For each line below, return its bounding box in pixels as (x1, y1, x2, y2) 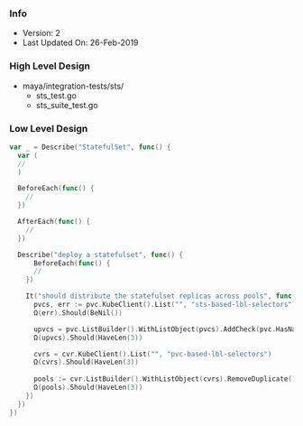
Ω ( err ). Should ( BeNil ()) (32, 308, 124, 318)
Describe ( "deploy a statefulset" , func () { (17, 250, 183, 259)
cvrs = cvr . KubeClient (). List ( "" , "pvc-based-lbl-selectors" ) (32, 349, 272, 358)
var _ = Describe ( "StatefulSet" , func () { (9, 143, 171, 152)
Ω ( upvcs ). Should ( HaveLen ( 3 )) (32, 333, 143, 342)
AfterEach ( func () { (17, 218, 91, 227)
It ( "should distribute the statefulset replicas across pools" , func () (25, 292, 300, 301)
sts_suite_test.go (35, 99, 98, 110)
